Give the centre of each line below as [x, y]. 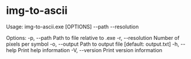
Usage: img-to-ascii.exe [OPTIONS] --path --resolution [72, 27]
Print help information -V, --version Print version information [90, 50]
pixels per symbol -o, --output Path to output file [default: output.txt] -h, [93, 44]
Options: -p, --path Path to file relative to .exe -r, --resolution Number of [93, 38]
